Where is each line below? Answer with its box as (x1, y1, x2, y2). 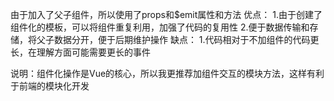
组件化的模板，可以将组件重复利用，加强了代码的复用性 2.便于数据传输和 (10, 21, 310, 33)
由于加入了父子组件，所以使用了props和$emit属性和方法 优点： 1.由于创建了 (10, 9, 323, 20)
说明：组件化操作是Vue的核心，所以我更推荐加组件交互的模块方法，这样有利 (10, 68, 325, 79)
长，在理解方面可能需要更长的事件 (10, 46, 151, 58)
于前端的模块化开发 (10, 80, 90, 92)
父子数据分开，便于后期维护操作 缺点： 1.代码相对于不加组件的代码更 (36, 34, 320, 45)
